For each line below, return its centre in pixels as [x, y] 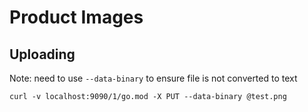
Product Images [76, 17]
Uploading [42, 54]
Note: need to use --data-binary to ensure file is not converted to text [153, 78]
